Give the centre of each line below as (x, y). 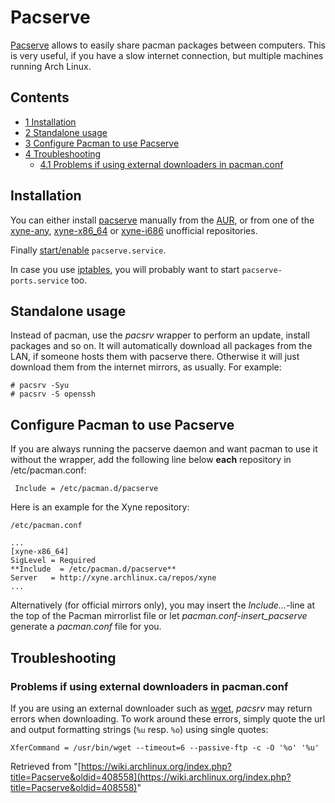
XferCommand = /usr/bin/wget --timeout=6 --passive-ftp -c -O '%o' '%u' (165, 747)
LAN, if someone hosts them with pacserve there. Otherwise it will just (155, 357)
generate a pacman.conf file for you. (86, 627)
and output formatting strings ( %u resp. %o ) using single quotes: (139, 729)
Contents (40, 97)
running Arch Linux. (51, 66)
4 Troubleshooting (63, 153)
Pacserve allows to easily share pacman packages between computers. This (168, 45)
